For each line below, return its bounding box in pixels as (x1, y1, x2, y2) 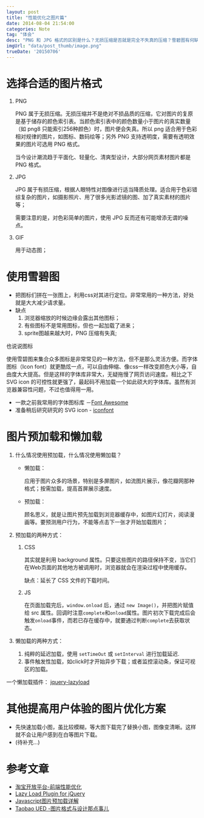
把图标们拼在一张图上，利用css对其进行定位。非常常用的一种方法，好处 (15, 291, 194, 299)
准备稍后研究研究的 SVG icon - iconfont (15, 406, 114, 413)
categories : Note (6, 26, 50, 32)
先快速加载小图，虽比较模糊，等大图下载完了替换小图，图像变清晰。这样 (15, 723, 196, 730)
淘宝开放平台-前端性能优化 (15, 783, 82, 791)
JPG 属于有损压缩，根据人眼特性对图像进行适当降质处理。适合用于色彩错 (15, 185, 198, 193)
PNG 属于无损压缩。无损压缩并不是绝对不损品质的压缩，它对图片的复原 (15, 110, 193, 117)
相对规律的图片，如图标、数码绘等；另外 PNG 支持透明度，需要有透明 (15, 132, 189, 140)
